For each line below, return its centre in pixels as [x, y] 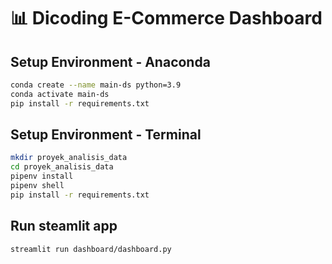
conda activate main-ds [60, 94]
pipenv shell [37, 186]
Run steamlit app [64, 226]
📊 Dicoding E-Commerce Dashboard [166, 18]
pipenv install [42, 176]
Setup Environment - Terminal [106, 135]
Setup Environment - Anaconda [110, 61]
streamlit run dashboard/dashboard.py [91, 249]
